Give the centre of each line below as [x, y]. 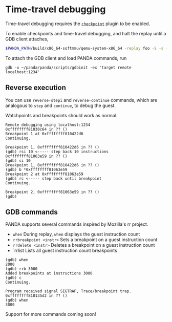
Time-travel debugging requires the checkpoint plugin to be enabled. [78, 24]
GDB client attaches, [27, 39]
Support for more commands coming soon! [51, 314]
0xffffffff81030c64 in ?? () [36, 129]
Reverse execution [36, 88]
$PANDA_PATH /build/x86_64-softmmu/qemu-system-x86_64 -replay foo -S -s [84, 48]
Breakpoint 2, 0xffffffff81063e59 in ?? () [52, 192]
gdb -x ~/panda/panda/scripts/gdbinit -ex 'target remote [68, 68]
